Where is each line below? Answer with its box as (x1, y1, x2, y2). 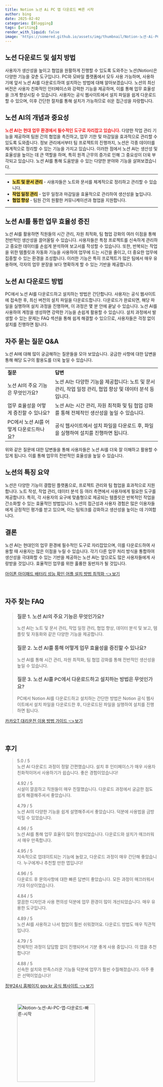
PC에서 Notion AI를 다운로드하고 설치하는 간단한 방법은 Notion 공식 (16, 695, 146, 701)
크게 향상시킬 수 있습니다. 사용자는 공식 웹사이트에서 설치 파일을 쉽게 (10, 92, 140, 97)
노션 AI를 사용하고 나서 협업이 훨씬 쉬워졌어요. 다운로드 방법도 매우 (16, 921, 143, 927)
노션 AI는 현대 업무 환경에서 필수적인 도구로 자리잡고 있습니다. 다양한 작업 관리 (5, 127, 152, 133)
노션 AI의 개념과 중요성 (5, 114, 69, 122)
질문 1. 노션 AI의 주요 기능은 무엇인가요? (16, 613, 104, 620)
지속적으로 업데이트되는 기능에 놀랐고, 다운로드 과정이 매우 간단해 (16, 854, 140, 859)
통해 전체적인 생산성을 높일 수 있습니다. (60, 409, 145, 416)
